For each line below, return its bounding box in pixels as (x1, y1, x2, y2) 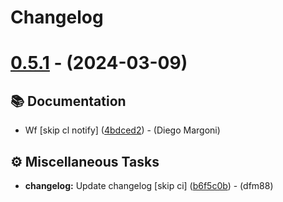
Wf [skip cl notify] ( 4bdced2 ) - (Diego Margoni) (24, 124, 221, 136)
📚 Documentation (10, 92, 127, 110)
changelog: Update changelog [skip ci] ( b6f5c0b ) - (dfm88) (24, 180, 274, 191)
